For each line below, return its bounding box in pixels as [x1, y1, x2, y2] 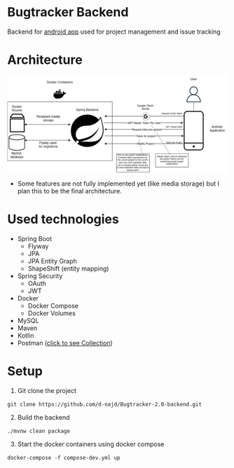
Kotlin [17, 331, 34, 340]
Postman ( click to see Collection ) [17, 338, 113, 347]
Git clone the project [17, 386, 77, 394]
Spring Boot [17, 234, 53, 242]
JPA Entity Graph [27, 256, 77, 265]
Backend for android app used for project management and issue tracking [7, 27, 221, 36]
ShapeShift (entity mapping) [27, 264, 109, 273]
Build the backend [17, 413, 70, 421]
